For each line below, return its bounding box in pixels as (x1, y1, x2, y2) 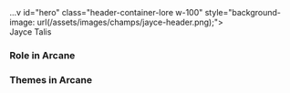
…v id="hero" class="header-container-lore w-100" (9, 7, 203, 17)
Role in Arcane (9, 48, 76, 61)
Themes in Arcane (9, 73, 93, 86)
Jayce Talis (9, 26, 52, 37)
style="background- (204, 7, 281, 17)
